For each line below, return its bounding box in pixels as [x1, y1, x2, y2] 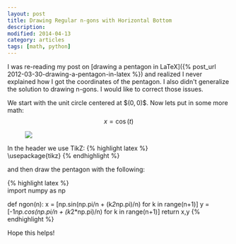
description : [7, 23, 46, 30]
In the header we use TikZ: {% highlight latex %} [7, 144, 148, 152]
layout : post [7, 10, 46, 18]
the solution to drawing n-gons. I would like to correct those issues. [7, 85, 203, 93]
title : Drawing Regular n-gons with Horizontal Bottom [7, 17, 172, 24]
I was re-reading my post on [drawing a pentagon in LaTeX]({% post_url [7, 63, 217, 71]
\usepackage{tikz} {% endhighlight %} [7, 152, 120, 159]
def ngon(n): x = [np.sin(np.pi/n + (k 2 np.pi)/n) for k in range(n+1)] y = [7, 200, 210, 208]
